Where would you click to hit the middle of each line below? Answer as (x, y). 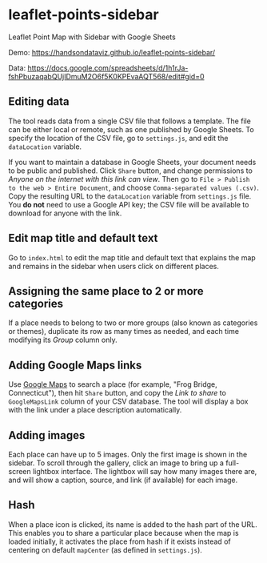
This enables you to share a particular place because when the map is (124, 533)
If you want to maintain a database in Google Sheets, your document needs (132, 162)
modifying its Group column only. (63, 340)
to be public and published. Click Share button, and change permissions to (131, 171)
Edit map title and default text (83, 238)
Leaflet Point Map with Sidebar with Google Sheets (92, 37)
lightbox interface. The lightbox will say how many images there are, (145, 471)
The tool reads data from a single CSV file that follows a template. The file (130, 121)
